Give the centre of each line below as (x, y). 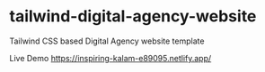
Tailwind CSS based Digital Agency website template (107, 41)
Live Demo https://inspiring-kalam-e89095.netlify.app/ (110, 58)
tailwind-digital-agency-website (133, 16)
